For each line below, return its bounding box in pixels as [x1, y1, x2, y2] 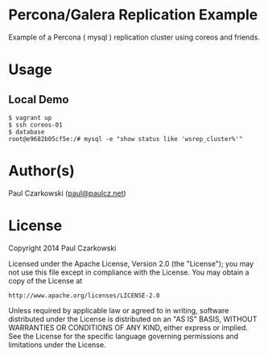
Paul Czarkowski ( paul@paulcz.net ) [8, 188, 126, 198]
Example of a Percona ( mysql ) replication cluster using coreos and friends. [8, 32, 260, 42]
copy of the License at [8, 275, 83, 285]
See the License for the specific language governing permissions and [8, 331, 239, 341]
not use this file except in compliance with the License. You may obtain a [8, 267, 249, 277]
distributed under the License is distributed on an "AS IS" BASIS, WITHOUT [8, 314, 258, 324]
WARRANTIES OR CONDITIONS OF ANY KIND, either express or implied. [8, 322, 248, 332]
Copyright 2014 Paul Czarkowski [8, 243, 117, 253]
